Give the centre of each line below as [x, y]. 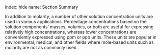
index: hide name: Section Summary [42, 7]
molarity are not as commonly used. [41, 47]
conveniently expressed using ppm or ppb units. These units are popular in [81, 37]
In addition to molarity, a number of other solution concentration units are [79, 16]
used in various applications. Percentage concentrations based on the [76, 22]
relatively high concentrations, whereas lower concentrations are [71, 32]
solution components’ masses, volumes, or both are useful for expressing [79, 27]
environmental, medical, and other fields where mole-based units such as [79, 42]
